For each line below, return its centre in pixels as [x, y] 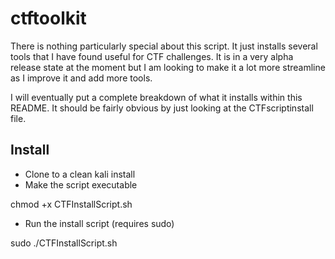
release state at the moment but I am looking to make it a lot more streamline [168, 67]
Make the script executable [81, 184]
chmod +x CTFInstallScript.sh [71, 204]
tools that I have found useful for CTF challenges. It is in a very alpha [152, 56]
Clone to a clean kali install [80, 174]
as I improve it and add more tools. [81, 78]
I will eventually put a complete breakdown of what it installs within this [156, 97]
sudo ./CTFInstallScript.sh [64, 243]
